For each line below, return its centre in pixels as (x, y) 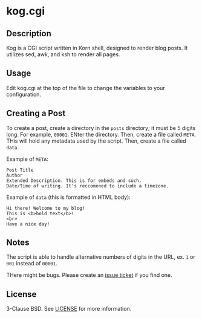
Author (15, 175)
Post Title (20, 170)
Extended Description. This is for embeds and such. (74, 180)
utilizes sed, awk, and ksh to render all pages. (63, 54)
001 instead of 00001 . (32, 264)
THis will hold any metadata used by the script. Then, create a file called (96, 141)
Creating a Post (36, 113)
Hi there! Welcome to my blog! (46, 208)
